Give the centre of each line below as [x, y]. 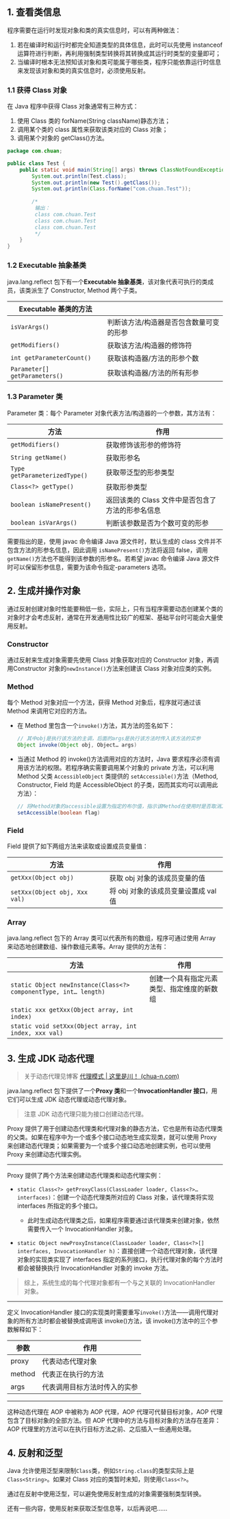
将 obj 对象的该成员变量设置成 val [163, 891]
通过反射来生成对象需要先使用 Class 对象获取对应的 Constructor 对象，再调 [113, 660]
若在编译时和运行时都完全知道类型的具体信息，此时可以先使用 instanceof [120, 45]
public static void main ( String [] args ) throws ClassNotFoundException [124, 170]
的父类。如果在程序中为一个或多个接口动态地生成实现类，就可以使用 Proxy [112, 1137]
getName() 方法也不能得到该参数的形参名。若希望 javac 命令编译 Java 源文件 [114, 558]
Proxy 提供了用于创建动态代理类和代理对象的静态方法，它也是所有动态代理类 [115, 1129]
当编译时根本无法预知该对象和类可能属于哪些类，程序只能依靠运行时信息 [119, 62]
